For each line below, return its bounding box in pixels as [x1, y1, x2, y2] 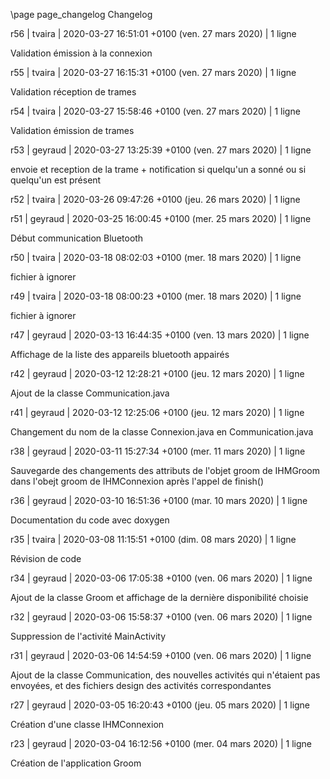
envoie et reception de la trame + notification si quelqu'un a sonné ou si [10, 164, 307, 175]
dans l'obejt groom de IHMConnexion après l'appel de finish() [10, 475, 265, 487]
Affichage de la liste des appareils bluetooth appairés [10, 349, 230, 360]
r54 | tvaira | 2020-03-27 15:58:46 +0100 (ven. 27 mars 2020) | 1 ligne [10, 105, 301, 117]
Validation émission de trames [10, 125, 135, 136]
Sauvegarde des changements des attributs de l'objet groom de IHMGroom [10, 465, 320, 476]
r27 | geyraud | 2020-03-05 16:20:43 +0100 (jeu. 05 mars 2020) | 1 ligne [10, 699, 311, 711]
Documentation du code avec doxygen [10, 514, 170, 526]
